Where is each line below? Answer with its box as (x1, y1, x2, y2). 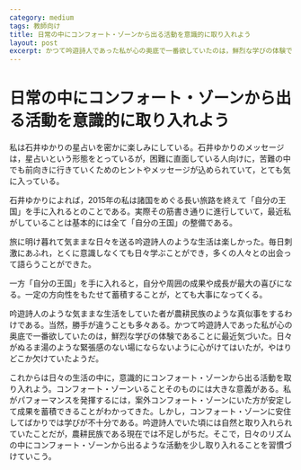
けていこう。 (9, 451, 57, 462)
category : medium (9, 13, 75, 22)
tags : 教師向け (9, 22, 61, 31)
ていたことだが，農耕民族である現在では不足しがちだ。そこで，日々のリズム (9, 429, 292, 439)
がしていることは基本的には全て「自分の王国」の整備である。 (9, 217, 238, 228)
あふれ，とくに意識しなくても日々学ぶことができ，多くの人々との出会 (24, 248, 284, 259)
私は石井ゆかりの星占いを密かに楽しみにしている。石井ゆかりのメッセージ (9, 142, 285, 153)
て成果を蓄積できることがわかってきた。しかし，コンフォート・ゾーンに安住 (9, 406, 292, 417)
